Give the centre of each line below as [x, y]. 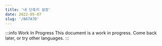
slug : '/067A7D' [22, 19]
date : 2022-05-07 [23, 14]
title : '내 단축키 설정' [28, 10]
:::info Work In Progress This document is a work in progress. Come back [81, 33]
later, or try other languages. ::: [37, 38]
